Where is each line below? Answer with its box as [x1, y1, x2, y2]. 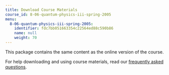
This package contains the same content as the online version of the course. [5, 48, 164, 55]
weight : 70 [14, 35, 37, 40]
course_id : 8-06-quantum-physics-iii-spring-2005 [5, 12, 112, 17]
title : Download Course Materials [5, 7, 78, 12]
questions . [5, 63, 27, 70]
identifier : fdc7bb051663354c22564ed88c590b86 [14, 26, 114, 31]
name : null [14, 30, 37, 35]
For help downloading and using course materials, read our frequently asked [5, 58, 164, 64]
